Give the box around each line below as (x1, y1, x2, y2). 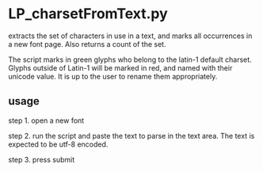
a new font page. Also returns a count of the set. (8, 39, 166, 48)
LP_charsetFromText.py (8, 5, 168, 23)
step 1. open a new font (8, 116, 85, 125)
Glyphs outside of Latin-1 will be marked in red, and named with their (8, 63, 233, 72)
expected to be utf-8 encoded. (8, 140, 109, 149)
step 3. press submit (8, 155, 75, 164)
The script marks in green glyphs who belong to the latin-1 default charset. (8, 55, 252, 64)
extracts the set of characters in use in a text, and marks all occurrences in (8, 31, 253, 40)
